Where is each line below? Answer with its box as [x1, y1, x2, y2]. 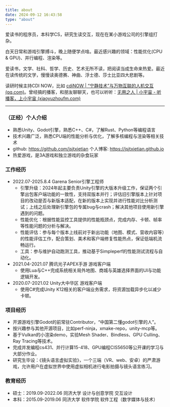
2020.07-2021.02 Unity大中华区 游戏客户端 [12, 280, 102, 286]
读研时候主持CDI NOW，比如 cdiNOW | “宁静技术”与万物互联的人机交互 [5, 83, 154, 89]
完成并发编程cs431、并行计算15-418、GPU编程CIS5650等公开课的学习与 [12, 345, 164, 351]
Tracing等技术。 [22, 338, 56, 344]
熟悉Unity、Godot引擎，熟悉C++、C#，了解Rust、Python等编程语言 [12, 126, 156, 132]
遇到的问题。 [20, 210, 47, 216]
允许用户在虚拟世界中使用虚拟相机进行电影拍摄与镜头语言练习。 [21, 363, 155, 369]
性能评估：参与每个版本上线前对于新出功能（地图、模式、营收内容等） [20, 229, 164, 235]
